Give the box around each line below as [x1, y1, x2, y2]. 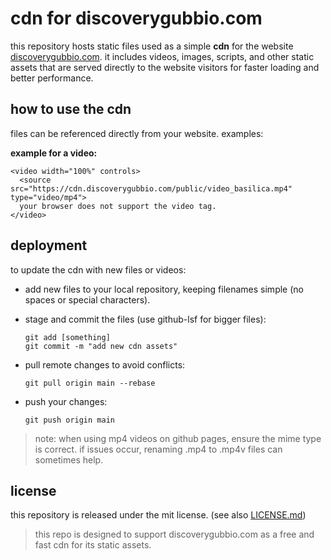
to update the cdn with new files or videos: [10, 263, 187, 276]
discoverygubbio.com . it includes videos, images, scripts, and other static [10, 50, 315, 62]
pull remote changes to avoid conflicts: [24, 358, 186, 371]
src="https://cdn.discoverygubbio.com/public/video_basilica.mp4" [10, 183, 293, 194]
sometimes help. [34, 453, 104, 466]
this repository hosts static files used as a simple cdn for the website [10, 40, 294, 52]
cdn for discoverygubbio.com [10, 7, 263, 30]
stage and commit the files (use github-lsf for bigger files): [24, 313, 267, 325]
